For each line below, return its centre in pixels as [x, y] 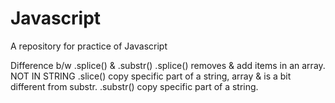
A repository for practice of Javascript [89, 46]
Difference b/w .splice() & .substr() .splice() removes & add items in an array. [168, 65]
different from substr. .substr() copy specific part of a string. [134, 86]
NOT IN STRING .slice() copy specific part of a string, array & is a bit [151, 76]
